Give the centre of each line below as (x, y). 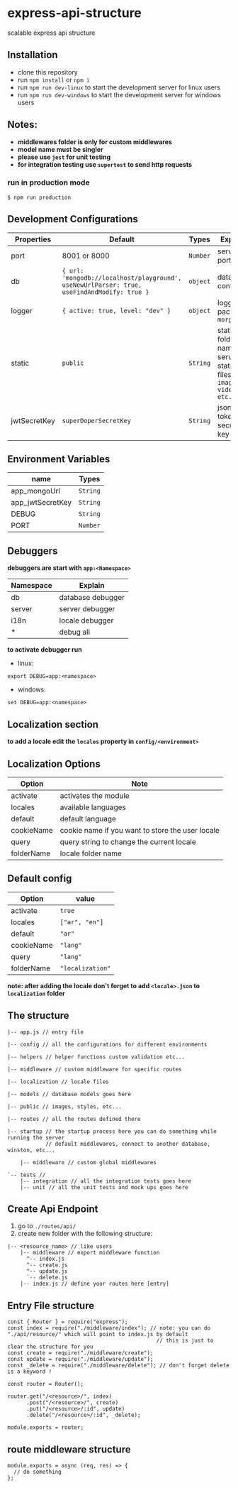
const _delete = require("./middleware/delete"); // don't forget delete (119, 1366)
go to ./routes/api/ (47, 1226)
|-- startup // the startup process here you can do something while (112, 1131)
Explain (92, 586)
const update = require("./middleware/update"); (80, 1360)
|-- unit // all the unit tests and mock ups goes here (104, 1187)
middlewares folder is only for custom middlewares (95, 142)
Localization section (53, 724)
